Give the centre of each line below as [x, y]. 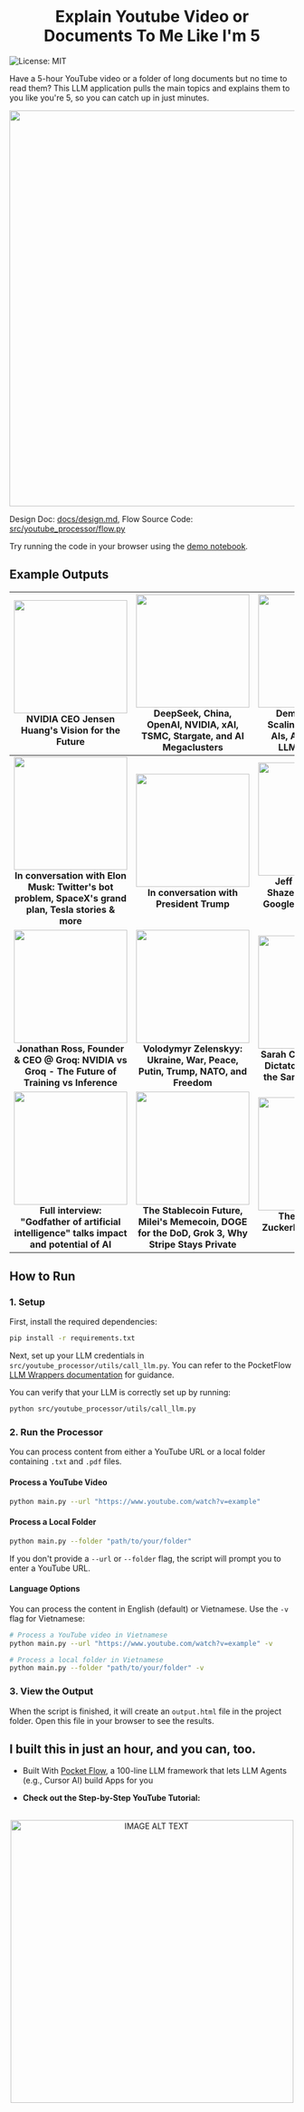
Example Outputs [59, 575]
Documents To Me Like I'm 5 [152, 36]
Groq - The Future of [71, 1071]
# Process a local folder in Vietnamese [87, 1660]
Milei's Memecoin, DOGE [193, 1222]
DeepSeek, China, [193, 713]
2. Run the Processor [57, 1432]
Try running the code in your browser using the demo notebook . [129, 546]
